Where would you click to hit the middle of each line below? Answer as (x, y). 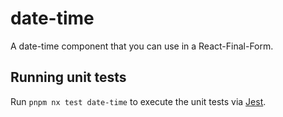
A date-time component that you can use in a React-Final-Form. (142, 46)
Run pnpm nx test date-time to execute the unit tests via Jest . (138, 101)
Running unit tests (68, 77)
